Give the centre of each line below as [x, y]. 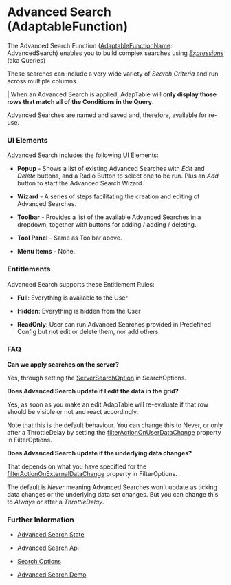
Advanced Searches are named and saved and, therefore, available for [107, 115]
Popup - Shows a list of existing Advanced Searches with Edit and [111, 169]
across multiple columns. [43, 81]
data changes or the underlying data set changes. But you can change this [113, 494]
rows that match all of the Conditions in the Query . [80, 101]
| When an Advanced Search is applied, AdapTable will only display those [112, 94]
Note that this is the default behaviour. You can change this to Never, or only [115, 425]
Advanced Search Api [48, 548]
